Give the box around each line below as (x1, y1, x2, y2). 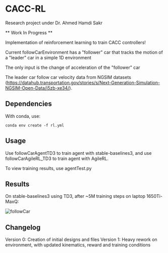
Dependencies (5, 100, 52, 108)
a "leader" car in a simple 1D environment (5, 54, 92, 61)
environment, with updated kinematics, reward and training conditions (5, 242, 151, 248)
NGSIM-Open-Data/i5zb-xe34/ (5, 85, 70, 91)
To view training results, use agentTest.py (5, 165, 92, 171)
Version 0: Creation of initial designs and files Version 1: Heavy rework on (5, 236, 157, 243)
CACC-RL (5, 3, 46, 15)
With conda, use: (5, 113, 40, 119)
